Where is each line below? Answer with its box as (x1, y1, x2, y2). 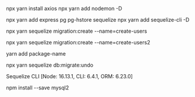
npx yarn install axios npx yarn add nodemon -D (6, 5, 122, 12)
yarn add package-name (6, 50, 66, 57)
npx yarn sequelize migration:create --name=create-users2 (6, 39, 151, 46)
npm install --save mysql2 (6, 84, 69, 91)
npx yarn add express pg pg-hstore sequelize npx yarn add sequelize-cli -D (6, 16, 190, 23)
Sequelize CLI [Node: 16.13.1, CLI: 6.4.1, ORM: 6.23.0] (6, 73, 133, 79)
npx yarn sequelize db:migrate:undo (6, 61, 94, 68)
